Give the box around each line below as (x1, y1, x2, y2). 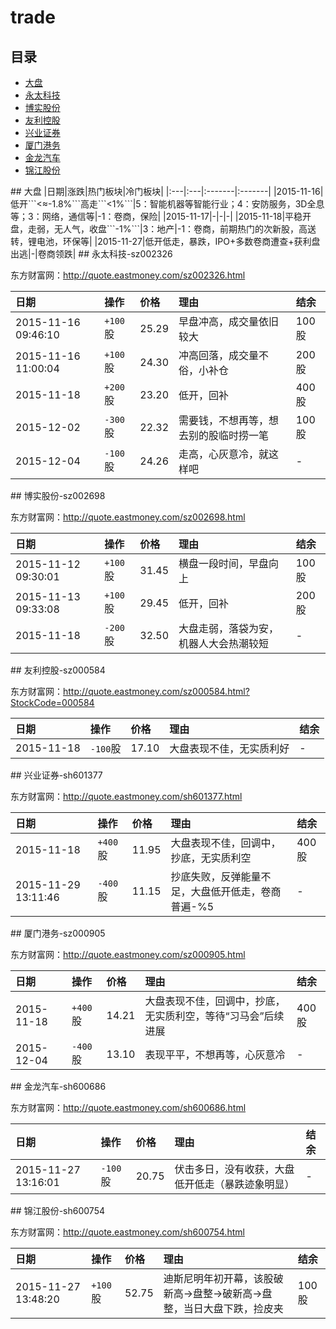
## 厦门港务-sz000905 (10, 927, 106, 939)
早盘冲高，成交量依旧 (178, 315, 280, 328)
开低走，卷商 (220, 885, 282, 898)
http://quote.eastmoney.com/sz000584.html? (63, 686, 250, 697)
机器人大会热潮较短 (178, 637, 270, 650)
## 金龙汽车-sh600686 (10, 1081, 107, 1092)
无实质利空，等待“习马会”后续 (144, 1009, 285, 1023)
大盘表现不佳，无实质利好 (169, 742, 290, 755)
